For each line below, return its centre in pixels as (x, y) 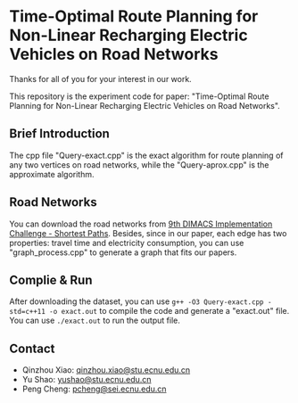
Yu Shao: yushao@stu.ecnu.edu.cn (87, 380)
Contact (32, 348)
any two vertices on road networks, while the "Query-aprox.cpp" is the (139, 164)
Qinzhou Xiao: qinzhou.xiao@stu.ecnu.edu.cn (106, 370)
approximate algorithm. (52, 174)
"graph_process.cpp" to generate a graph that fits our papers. (123, 252)
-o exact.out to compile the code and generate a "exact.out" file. (169, 311)
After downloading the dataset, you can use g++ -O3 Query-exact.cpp (137, 301)
